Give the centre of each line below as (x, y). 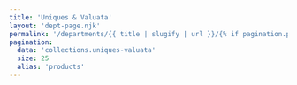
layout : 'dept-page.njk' (55, 26)
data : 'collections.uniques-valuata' (87, 50)
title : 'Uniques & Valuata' (61, 17)
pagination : (31, 42)
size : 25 (33, 58)
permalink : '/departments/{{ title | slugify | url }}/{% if (124, 34)
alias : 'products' (51, 67)
